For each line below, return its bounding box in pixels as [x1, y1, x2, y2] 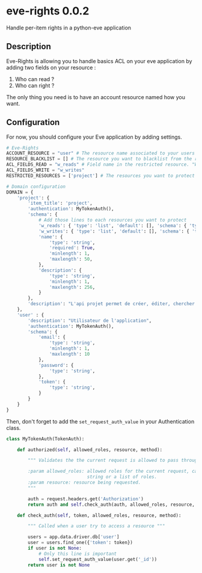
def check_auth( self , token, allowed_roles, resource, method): [17, 512, 182, 518]
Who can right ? [14, 82, 55, 89]
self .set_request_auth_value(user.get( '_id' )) [38, 556, 158, 562]
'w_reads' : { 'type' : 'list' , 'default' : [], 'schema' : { [38, 222, 187, 229]
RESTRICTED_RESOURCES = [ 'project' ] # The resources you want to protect [6, 172, 195, 178]
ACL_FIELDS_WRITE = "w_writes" [6, 167, 85, 174]
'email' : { [38, 335, 66, 341]
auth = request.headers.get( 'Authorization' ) [28, 496, 144, 502]
